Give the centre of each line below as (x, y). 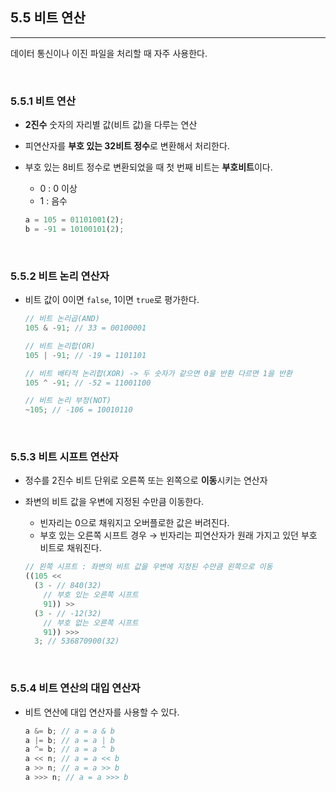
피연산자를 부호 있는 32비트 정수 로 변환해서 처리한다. (127, 146)
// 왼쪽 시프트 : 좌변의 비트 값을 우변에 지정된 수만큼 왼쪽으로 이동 (148, 567)
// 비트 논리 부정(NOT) (68, 401)
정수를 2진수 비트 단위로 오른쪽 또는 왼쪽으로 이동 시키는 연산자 (146, 480)
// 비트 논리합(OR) (60, 346)
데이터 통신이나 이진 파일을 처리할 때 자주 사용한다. (109, 53)
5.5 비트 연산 (48, 18)
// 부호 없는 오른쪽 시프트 (91, 623)
